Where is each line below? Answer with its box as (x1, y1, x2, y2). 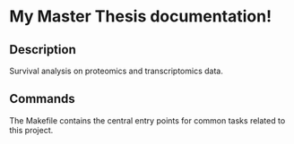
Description (9, 42, 76, 57)
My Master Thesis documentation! (9, 6, 272, 27)
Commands (9, 91, 76, 106)
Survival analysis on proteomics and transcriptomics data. (9, 65, 224, 76)
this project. (9, 124, 54, 135)
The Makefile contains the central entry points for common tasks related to (9, 114, 286, 126)
